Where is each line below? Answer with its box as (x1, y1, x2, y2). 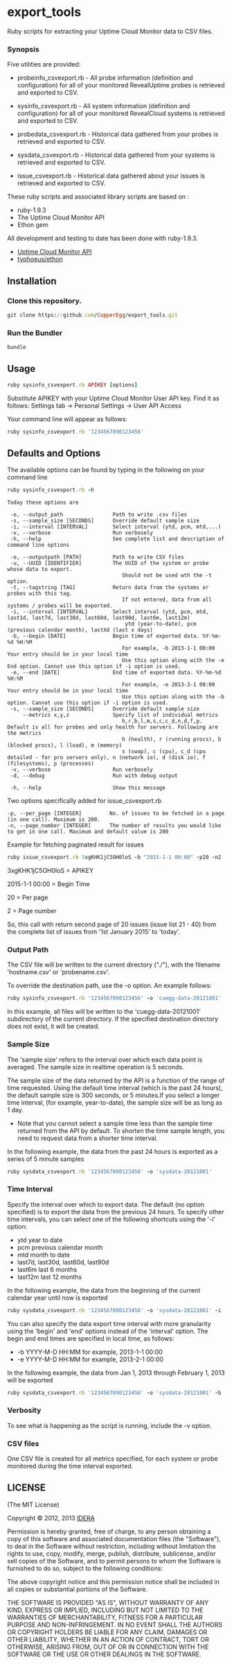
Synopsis (7, 44, 39, 54)
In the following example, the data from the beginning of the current (7, 1286, 201, 1294)
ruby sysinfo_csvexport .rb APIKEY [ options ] (7, 381, 138, 389)
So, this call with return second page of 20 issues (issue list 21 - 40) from (7, 920, 217, 928)
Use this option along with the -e (121, 657, 225, 664)
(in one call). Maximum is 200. (7, 816, 100, 823)
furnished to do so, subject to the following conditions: (7, 1564, 163, 1572)
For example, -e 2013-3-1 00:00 (121, 681, 215, 688)
